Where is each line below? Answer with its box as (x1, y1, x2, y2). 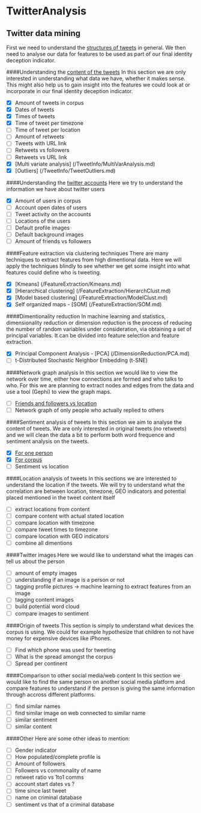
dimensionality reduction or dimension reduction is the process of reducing (6, 319, 192, 327)
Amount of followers (14, 760, 65, 767)
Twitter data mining (6, 28, 81, 38)
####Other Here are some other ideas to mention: (6, 735, 130, 742)
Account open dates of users (14, 204, 87, 211)
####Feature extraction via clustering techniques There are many (6, 250, 169, 257)
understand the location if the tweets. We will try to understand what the (6, 481, 185, 488)
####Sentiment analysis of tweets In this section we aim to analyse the (6, 419, 182, 426)
